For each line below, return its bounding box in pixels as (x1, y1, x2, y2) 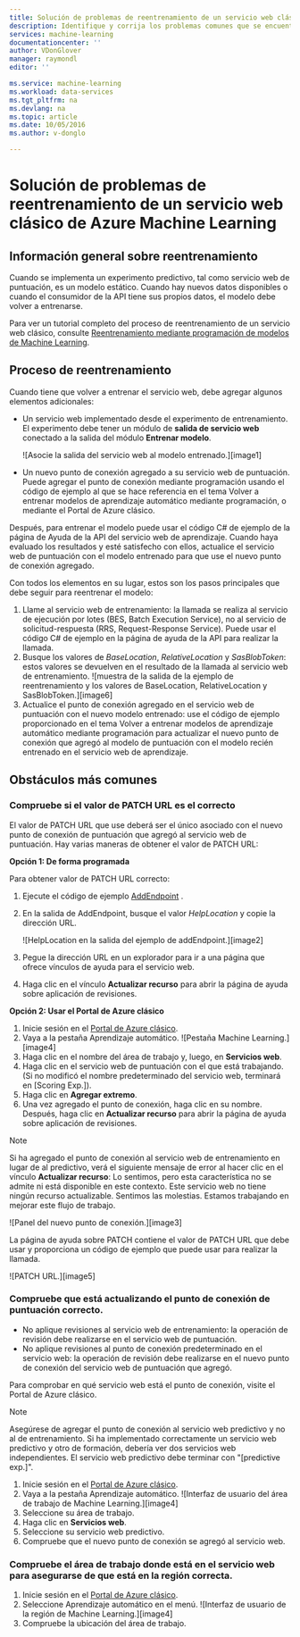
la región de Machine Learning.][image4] (21, 1608, 173, 1619)
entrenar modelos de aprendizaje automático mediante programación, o (21, 495, 287, 505)
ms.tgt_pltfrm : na (9, 96, 78, 104)
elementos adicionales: (9, 396, 95, 406)
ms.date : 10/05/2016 (9, 121, 87, 129)
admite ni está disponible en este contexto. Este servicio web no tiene (9, 1181, 266, 1191)
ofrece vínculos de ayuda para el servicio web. (21, 961, 195, 972)
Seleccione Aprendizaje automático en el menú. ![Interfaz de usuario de (21, 1599, 287, 1610)
